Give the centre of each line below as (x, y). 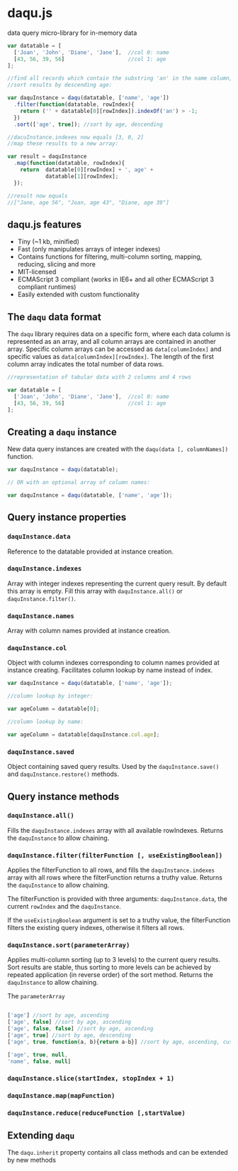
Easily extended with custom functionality (79, 295)
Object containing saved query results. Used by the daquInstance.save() (113, 767)
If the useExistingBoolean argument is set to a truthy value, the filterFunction (119, 920)
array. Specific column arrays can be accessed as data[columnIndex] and (114, 349)
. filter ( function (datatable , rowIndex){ (74, 104)
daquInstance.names (41, 616)
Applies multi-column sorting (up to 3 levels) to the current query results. (114, 960)
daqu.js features (45, 224)
